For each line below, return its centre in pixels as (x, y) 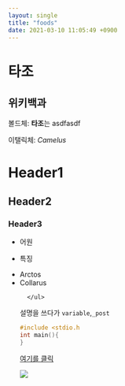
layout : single (33, 15)
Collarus (33, 283)
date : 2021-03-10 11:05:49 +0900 (63, 30)
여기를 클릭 (37, 358)
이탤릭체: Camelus (37, 140)
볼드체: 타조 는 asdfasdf (44, 124)
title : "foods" (33, 23)
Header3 (25, 224)
